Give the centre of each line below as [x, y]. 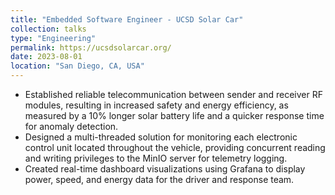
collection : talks [48, 29]
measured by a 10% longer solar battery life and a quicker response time [174, 115]
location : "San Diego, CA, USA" [77, 66]
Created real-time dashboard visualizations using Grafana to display [165, 169]
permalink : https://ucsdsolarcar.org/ [91, 47]
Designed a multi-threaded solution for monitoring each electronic [161, 137]
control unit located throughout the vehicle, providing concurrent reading [175, 147]
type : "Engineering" [53, 38]
